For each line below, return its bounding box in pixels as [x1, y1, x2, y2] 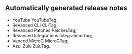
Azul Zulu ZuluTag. [12, 43, 51, 49]
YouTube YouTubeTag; [12, 17, 58, 23]
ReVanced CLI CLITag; [12, 22, 58, 28]
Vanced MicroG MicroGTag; [12, 38, 69, 44]
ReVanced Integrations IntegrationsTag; [12, 32, 93, 38]
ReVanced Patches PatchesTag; [12, 27, 77, 33]
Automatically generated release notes [5, 4, 127, 12]
